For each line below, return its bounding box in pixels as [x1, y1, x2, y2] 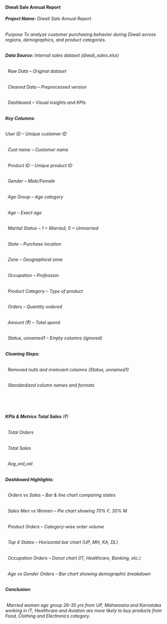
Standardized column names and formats [7, 382, 95, 388]
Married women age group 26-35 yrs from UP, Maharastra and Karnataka [6, 602, 161, 608]
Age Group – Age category [7, 193, 64, 200]
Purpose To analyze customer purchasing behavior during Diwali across [5, 31, 156, 37]
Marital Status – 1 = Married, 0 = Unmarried [7, 225, 98, 231]
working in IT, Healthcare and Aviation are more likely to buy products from [5, 607, 162, 613]
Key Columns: [5, 115, 35, 121]
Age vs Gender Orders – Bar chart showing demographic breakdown [7, 570, 151, 577]
